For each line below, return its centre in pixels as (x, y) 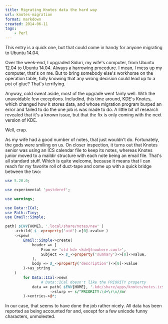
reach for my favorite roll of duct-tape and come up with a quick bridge (78, 166)
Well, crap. (16, 130)
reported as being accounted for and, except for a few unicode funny (76, 311)
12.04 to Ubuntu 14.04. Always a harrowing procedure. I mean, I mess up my (84, 68)
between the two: (23, 172)
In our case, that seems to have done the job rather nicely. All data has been (83, 306)
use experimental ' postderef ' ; (38, 190)
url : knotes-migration (29, 15)
